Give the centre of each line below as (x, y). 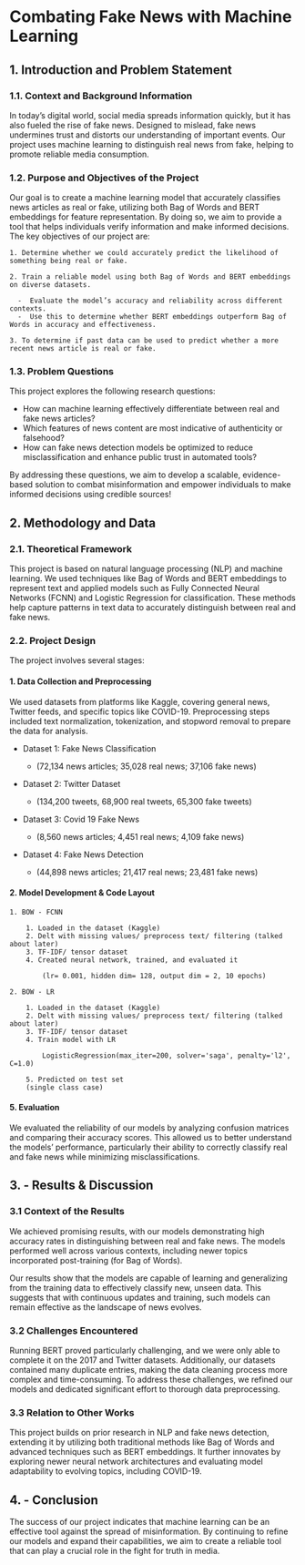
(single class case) (65, 1087)
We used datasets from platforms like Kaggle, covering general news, (140, 701)
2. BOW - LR (32, 992)
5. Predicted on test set (75, 1079)
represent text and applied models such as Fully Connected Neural (134, 588)
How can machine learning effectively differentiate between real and (151, 409)
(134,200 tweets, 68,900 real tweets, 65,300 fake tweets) (144, 801)
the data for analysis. (49, 731)
